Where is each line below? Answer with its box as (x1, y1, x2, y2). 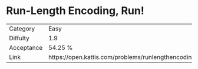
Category (9, 25, 35, 33)
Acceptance (9, 43, 43, 51)
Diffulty (9, 34, 29, 42)
